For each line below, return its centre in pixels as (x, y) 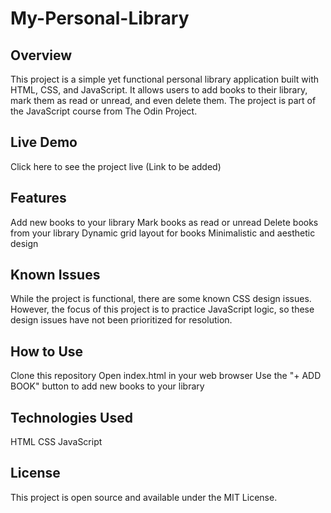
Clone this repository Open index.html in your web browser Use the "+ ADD (166, 376)
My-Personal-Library (100, 18)
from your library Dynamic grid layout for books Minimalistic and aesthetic (163, 233)
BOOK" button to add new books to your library (107, 386)
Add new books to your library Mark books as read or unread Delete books (164, 222)
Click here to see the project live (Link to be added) (116, 166)
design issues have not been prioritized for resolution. (121, 320)
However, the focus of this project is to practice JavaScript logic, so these (162, 309)
